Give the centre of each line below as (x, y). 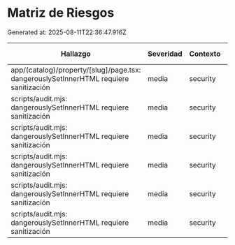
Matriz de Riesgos (61, 13)
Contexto (205, 54)
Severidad (165, 54)
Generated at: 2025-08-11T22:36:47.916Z (67, 32)
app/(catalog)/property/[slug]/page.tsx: (76, 70)
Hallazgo (76, 54)
